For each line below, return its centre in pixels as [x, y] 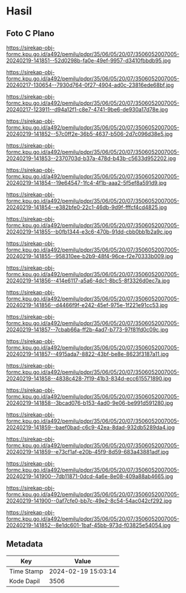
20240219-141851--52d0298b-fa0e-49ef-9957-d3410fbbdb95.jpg [88, 61]
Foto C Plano [30, 33]
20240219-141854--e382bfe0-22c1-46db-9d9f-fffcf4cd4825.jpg [87, 207]
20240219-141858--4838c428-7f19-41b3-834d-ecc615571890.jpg [89, 378]
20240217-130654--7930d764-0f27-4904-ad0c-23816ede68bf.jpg [90, 85]
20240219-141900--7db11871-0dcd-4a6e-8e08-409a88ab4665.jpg [90, 476]
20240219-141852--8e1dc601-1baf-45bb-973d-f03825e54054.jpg [88, 525]
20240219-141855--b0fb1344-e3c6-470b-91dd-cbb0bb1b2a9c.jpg [89, 232]
